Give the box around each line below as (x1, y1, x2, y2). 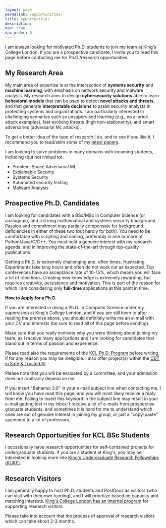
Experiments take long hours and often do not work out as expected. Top (5, 264, 155, 270)
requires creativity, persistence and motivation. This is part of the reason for (5, 280, 161, 286)
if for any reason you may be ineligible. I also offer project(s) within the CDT (5, 355, 160, 361)
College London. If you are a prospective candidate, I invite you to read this (5, 49, 159, 55)
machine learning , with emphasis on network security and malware (5, 87, 144, 93)
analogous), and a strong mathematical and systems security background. (5, 217, 157, 223)
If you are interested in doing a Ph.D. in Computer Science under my (5, 304, 144, 310)
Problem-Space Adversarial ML (12, 163, 77, 169)
